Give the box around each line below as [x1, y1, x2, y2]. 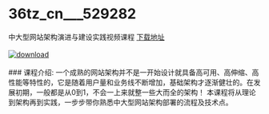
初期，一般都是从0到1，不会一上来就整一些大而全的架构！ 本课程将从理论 [14, 87, 256, 96]
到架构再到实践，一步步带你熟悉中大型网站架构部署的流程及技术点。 [8, 97, 233, 107]
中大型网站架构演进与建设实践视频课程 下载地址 [8, 32, 165, 41]
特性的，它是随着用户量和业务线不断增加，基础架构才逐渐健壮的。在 [29, 77, 254, 87]
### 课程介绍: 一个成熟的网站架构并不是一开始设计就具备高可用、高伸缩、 [8, 67, 252, 77]
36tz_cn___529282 [8, 5, 137, 23]
